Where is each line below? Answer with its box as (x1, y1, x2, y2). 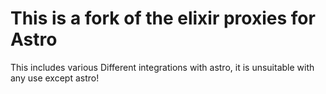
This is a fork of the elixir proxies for (10, 7, 316, 30)
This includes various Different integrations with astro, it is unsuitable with (10, 61, 315, 73)
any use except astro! (10, 72, 100, 84)
